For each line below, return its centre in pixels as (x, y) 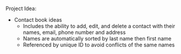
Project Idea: (21, 9)
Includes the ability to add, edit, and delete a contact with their (99, 26)
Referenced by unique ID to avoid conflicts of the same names (99, 45)
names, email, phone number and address (74, 32)
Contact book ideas (38, 20)
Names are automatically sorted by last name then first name (97, 38)
